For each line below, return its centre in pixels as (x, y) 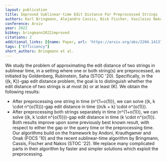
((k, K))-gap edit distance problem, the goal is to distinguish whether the (79, 81)
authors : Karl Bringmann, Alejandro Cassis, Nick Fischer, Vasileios (78, 19)
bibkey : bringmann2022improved (37, 33)
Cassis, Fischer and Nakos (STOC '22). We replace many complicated (83, 143)
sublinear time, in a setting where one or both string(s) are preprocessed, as (83, 70)
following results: (23, 92)
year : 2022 (16, 28)
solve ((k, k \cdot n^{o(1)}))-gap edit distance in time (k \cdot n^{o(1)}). (84, 117)
